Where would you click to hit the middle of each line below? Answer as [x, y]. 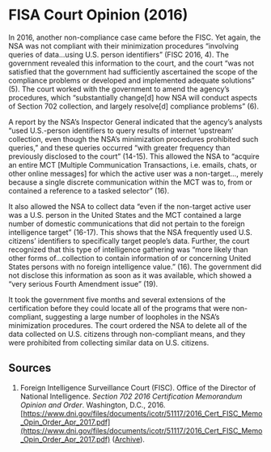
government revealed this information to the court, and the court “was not [131, 63]
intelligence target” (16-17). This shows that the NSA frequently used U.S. [130, 232]
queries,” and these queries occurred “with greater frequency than [119, 147]
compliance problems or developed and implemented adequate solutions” [131, 80]
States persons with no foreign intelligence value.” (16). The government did [135, 267]
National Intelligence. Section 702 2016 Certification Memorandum [131, 396]
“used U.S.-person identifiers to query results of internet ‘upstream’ [121, 130]
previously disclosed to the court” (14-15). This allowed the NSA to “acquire [134, 156]
